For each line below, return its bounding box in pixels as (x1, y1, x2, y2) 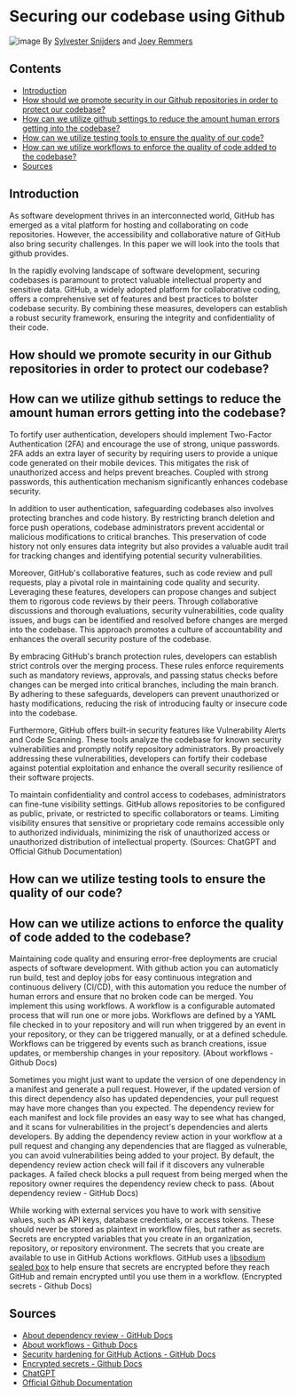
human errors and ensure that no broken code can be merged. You (9, 991, 254, 1001)
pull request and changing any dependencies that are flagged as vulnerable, (9, 1140, 288, 1151)
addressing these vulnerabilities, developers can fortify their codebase (9, 753, 268, 764)
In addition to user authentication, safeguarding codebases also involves (9, 502, 275, 513)
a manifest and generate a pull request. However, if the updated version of (9, 1083, 281, 1095)
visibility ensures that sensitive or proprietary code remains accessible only (9, 817, 285, 828)
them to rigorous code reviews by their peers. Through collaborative (9, 596, 259, 606)
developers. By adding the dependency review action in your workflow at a (9, 1131, 283, 1142)
